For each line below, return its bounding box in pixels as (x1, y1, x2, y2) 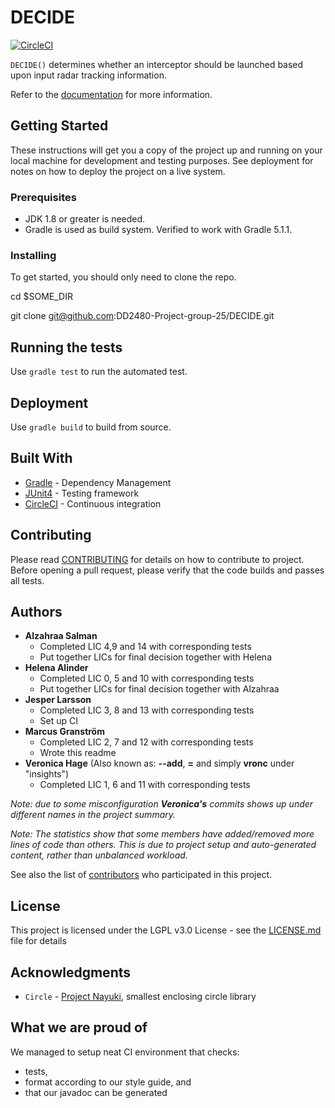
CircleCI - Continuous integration (24, 497, 162, 510)
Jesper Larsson (24, 694, 92, 706)
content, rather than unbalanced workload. (10, 849, 188, 861)
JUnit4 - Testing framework (24, 487, 140, 499)
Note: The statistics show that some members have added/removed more (10, 828, 315, 840)
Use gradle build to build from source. (10, 421, 172, 433)
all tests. (10, 574, 45, 586)
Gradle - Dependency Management (24, 476, 172, 488)
